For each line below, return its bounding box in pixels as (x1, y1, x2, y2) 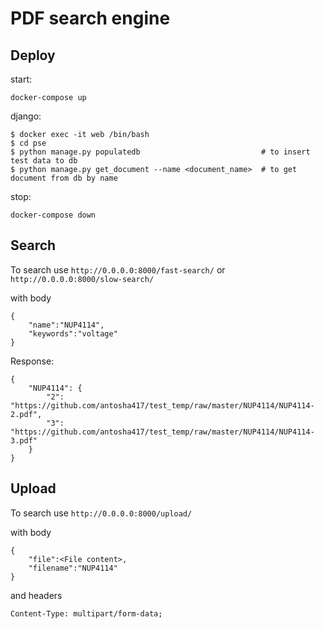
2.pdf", (10, 409, 43, 419)
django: (10, 110, 42, 122)
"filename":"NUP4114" (28, 563, 118, 573)
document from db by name (10, 173, 118, 183)
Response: (10, 355, 55, 367)
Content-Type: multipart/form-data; (10, 608, 163, 619)
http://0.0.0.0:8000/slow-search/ (10, 274, 155, 284)
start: (10, 73, 33, 85)
